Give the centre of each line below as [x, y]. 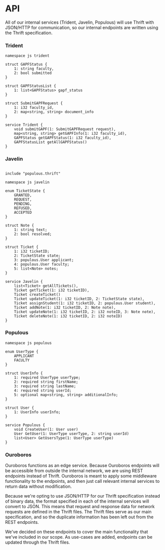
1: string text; [31, 230]
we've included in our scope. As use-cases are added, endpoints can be [79, 537]
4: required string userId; [43, 391]
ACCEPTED [23, 212]
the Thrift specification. [29, 33]
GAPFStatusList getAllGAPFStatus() [51, 142]
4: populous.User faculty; [42, 264]
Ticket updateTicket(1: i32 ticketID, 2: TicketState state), [79, 299]
